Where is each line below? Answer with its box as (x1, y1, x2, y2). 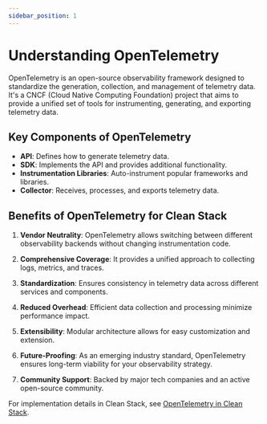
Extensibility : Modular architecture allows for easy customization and (19, 327, 251, 336)
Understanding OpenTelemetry (8, 46, 220, 64)
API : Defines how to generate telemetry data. (19, 152, 170, 161)
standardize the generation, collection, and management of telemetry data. (8, 81, 256, 91)
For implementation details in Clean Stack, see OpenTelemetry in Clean (8, 399, 243, 409)
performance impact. (19, 311, 91, 321)
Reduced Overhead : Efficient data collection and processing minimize (19, 303, 253, 312)
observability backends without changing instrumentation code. (19, 238, 231, 249)
